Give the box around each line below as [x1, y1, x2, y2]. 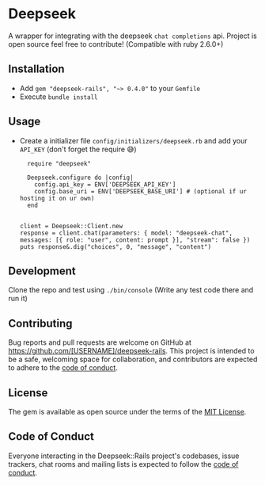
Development [8, 264, 77, 277]
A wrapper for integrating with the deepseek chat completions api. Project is [8, 31, 257, 40]
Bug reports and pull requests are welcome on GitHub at [8, 338, 192, 347]
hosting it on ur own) [19, 194, 95, 202]
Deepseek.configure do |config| [27, 174, 134, 181]
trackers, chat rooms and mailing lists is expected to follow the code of [8, 459, 239, 468]
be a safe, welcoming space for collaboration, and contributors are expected [8, 354, 258, 365]
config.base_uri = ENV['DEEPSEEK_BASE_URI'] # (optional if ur [34, 187, 247, 195]
